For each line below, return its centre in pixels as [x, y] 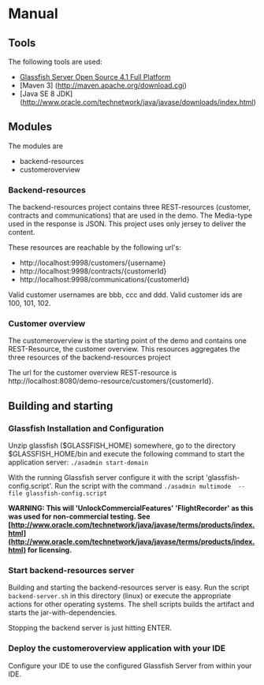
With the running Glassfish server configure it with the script [106, 478]
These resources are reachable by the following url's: [95, 248]
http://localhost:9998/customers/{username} [93, 263]
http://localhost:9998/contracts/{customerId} [93, 271]
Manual [33, 14]
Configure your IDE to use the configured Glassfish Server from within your [130, 665]
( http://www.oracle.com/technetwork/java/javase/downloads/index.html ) [138, 102]
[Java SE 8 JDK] [46, 94]
